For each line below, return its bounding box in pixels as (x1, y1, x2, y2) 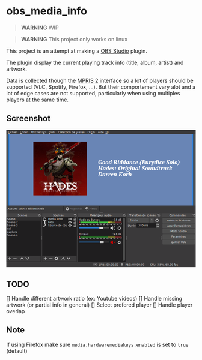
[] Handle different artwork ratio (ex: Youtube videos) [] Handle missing (6, 295, 182, 302)
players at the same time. (6, 96, 69, 103)
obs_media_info (6, 4, 88, 18)
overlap (6, 308, 25, 315)
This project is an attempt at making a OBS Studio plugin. (6, 47, 147, 55)
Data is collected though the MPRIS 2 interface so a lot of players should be (6, 77, 194, 84)
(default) (6, 347, 28, 355)
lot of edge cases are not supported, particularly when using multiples (6, 89, 180, 97)
